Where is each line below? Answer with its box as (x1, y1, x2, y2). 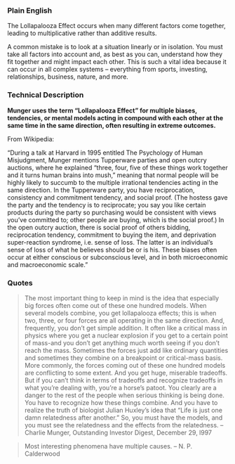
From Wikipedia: (7, 134, 55, 143)
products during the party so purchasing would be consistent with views (7, 208, 217, 217)
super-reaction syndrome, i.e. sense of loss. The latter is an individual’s (7, 238, 213, 246)
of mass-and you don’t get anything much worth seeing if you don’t (24, 338, 220, 347)
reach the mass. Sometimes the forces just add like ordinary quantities (24, 346, 229, 354)
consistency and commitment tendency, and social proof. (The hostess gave (7, 193, 228, 202)
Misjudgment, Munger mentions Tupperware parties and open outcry (7, 155, 207, 164)
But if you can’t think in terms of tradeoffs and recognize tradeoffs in (24, 375, 223, 385)
